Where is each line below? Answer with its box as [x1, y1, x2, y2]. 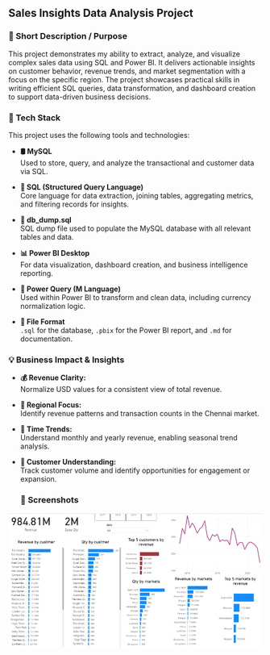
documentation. [19, 334, 73, 344]
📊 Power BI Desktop [19, 248, 90, 257]
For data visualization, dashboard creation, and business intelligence [19, 260, 248, 269]
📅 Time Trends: [19, 424, 73, 434]
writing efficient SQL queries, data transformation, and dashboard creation [8, 83, 256, 93]
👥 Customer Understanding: [19, 457, 117, 467]
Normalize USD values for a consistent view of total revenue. [19, 385, 222, 394]
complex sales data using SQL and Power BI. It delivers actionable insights [8, 57, 255, 67]
